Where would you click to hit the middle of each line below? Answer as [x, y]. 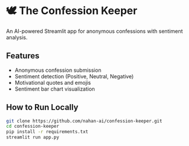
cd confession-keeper [33, 127]
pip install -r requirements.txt [47, 132]
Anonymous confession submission [58, 70]
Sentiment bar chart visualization [55, 89]
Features [23, 56]
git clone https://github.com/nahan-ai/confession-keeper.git [84, 121]
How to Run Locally [42, 107]
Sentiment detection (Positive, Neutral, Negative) [74, 76]
